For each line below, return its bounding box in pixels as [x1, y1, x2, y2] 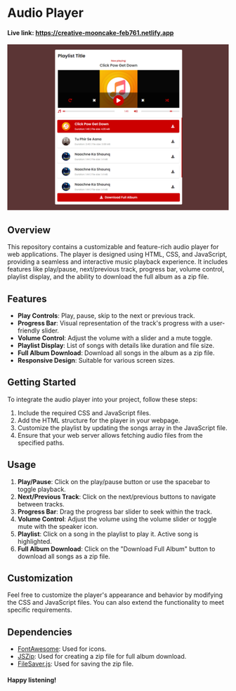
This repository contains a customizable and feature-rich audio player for [7, 243, 219, 251]
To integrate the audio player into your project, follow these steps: [7, 395, 198, 403]
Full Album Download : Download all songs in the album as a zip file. [17, 349, 216, 357]
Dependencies [7, 626, 72, 638]
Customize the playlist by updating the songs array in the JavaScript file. [17, 423, 228, 432]
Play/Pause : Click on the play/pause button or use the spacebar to [17, 477, 211, 485]
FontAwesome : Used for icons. [17, 645, 107, 653]
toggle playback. [17, 485, 67, 493]
